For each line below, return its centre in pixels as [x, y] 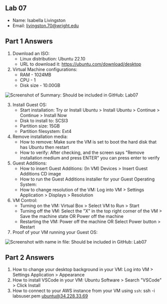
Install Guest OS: [29, 104]
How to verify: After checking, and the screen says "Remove [82, 152]
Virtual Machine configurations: [45, 69]
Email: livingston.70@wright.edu [45, 25]
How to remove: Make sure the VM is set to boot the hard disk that [88, 141]
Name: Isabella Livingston [39, 20]
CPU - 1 [28, 80]
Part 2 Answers [30, 258]
